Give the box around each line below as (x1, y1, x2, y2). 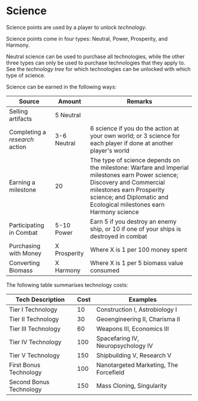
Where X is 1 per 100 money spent (90, 245, 187, 254)
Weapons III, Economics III (96, 324, 169, 332)
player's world (90, 146, 130, 154)
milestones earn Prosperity (90, 185, 165, 193)
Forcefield (96, 368, 125, 376)
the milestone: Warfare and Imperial (90, 163, 189, 172)
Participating (9, 221, 44, 229)
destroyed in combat (90, 232, 147, 240)
